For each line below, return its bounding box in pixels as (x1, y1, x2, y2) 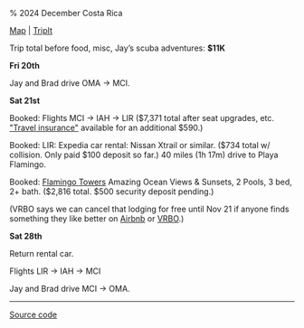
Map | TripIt (9, 25, 52, 35)
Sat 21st (9, 95, 41, 106)
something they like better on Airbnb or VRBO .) (9, 213, 185, 224)
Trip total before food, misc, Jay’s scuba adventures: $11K (9, 42, 226, 53)
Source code (9, 309, 57, 320)
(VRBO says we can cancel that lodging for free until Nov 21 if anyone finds (9, 203, 290, 214)
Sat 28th (9, 230, 43, 241)
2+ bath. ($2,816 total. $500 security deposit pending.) (9, 186, 214, 197)
